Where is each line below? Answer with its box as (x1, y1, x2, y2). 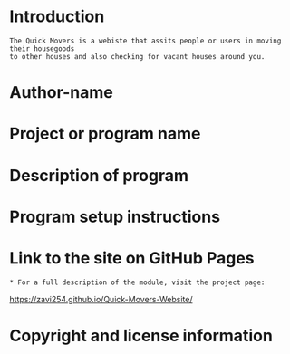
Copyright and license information (9, 325, 274, 346)
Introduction (9, 6, 105, 27)
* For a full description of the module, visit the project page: (9, 278, 266, 287)
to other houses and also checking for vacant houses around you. (9, 52, 266, 61)
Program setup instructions (9, 206, 220, 227)
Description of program (9, 165, 188, 186)
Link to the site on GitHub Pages (9, 247, 256, 268)
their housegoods (9, 43, 75, 53)
